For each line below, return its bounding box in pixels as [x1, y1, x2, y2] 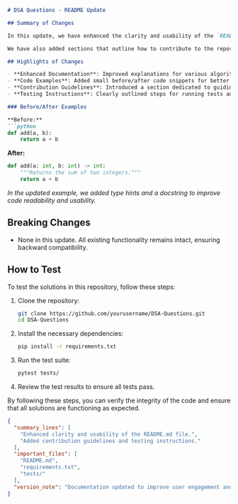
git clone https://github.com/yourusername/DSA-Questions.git [17, 309, 205, 317]
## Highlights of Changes [7, 57, 84, 65]
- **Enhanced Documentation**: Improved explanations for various [7, 71, 208, 78]
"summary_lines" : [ [13, 424, 72, 431]
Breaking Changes [7, 217, 91, 229]
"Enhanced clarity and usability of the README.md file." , [20, 430, 198, 438]
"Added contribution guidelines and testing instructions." [20, 437, 201, 444]
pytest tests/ [17, 370, 59, 377]
